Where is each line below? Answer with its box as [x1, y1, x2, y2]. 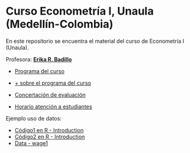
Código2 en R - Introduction [14, 133, 86, 140]
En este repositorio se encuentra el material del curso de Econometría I [5, 37, 185, 44]
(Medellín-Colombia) [5, 17, 114, 31]
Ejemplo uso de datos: [5, 115, 62, 122]
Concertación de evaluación [14, 91, 86, 98]
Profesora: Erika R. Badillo [5, 55, 72, 63]
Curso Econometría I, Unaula [5, 4, 154, 18]
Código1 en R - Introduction [14, 126, 84, 133]
